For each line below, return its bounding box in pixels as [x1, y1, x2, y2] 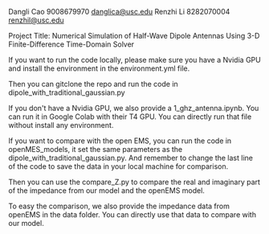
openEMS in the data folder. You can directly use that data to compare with [8, 210, 257, 220]
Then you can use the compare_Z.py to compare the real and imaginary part [8, 177, 261, 187]
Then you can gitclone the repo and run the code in [8, 80, 178, 88]
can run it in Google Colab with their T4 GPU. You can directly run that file [8, 112, 252, 121]
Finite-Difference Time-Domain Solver [8, 39, 135, 49]
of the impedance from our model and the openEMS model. [8, 186, 205, 195]
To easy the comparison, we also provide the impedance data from [8, 201, 230, 211]
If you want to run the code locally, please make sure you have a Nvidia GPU [8, 55, 261, 64]
